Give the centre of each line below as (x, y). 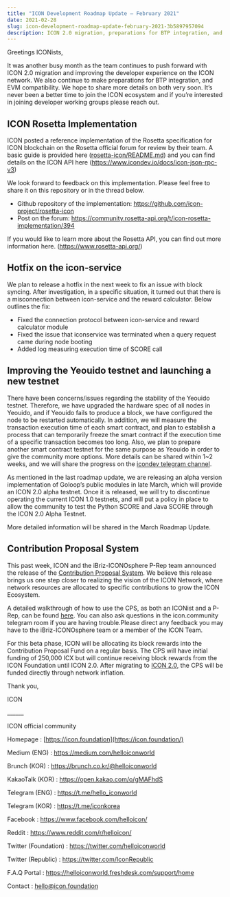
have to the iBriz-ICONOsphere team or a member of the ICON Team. (105, 630)
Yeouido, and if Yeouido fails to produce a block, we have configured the (110, 412)
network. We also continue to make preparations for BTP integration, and (110, 81)
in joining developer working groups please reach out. (83, 102)
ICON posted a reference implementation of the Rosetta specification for (110, 140)
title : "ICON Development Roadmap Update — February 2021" (93, 13)
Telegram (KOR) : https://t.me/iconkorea (64, 805)
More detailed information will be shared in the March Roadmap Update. (109, 527)
